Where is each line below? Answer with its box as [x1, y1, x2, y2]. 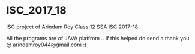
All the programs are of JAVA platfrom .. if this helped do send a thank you [6, 34, 190, 42]
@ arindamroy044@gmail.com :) [6, 41, 87, 48]
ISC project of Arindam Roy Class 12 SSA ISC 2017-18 [6, 23, 139, 30]
